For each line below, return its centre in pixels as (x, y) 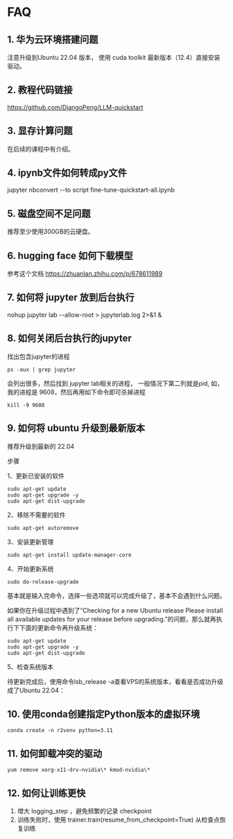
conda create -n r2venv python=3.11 (60, 731)
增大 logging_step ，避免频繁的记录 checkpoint (85, 811)
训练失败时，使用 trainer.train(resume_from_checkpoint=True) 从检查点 (118, 820)
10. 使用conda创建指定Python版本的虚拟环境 (104, 714)
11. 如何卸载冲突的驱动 (55, 753)
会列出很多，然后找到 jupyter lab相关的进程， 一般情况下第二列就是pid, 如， (115, 383)
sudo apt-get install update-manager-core (69, 555)
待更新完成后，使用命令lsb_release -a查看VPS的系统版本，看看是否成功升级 (115, 681)
